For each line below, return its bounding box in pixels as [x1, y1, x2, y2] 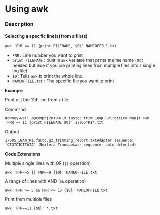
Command [5, 106, 26, 113]
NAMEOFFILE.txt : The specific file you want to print [12, 78, 114, 84]
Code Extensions [5, 151, 40, 157]
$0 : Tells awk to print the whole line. [12, 73, 84, 79]
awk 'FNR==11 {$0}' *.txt [5, 206, 58, 211]
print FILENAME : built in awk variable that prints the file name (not [12, 58, 143, 63]
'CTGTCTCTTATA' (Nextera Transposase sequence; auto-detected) [5, 142, 137, 147]
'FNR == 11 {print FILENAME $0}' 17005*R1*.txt [5, 120, 104, 125]
